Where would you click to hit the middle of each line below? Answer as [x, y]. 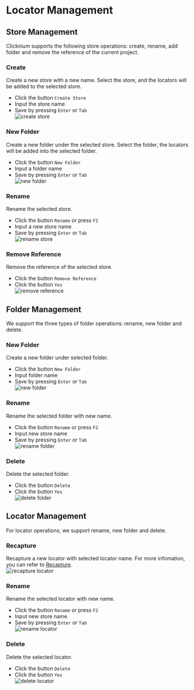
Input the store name [40, 104]
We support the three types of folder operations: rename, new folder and [94, 323]
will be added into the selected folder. [52, 151]
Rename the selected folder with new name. [59, 416]
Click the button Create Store [50, 98]
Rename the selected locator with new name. [61, 599]
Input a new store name [43, 226]
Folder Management [44, 309]
